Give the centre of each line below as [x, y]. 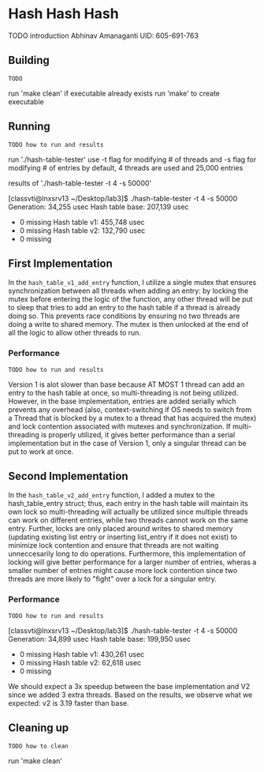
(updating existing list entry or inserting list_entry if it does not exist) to [123, 537]
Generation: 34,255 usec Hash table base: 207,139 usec [99, 207]
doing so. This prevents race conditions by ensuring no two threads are [124, 316]
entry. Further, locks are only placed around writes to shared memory [121, 529]
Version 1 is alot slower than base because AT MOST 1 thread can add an [126, 384]
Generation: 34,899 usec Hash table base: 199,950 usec [100, 639]
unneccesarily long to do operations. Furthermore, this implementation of [127, 554]
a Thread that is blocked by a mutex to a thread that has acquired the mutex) [132, 418]
